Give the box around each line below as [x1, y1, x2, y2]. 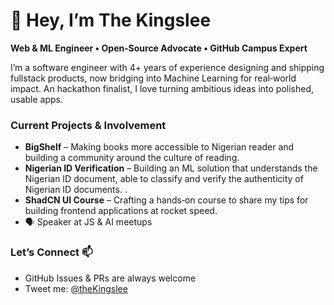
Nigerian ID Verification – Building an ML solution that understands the [24, 162, 318, 174]
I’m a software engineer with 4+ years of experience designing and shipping [10, 61, 325, 73]
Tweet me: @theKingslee [24, 282, 128, 294]
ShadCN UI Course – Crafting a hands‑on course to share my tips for [24, 194, 309, 206]
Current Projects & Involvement [10, 118, 167, 132]
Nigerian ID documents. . [24, 184, 128, 196]
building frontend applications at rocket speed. [24, 205, 218, 217]
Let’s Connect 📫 [10, 245, 93, 259]
